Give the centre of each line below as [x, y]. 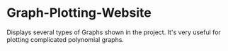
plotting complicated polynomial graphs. [65, 39]
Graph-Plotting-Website [79, 13]
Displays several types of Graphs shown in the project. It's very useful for [114, 32]
